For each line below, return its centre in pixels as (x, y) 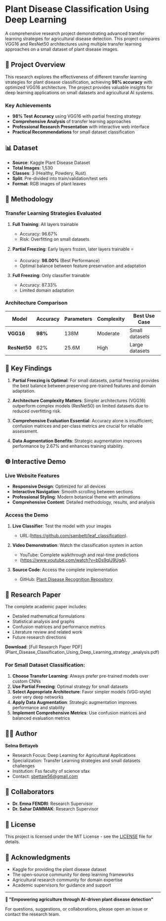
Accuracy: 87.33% (38, 285)
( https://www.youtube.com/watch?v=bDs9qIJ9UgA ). (73, 560)
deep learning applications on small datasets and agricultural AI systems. (80, 92)
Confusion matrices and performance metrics (59, 627)
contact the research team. (33, 914)
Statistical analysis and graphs (43, 622)
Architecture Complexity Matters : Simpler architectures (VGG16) (79, 401)
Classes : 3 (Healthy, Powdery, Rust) (49, 173)
